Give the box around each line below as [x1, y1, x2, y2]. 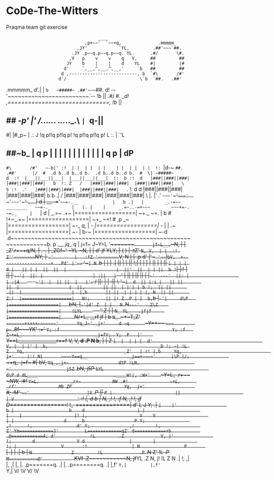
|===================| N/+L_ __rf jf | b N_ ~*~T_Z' [6, 313, 141, 320]
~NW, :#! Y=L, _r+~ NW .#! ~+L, [6, 377, 181, 384]
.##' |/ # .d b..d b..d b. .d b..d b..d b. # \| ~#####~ [6, 170, 174, 176]
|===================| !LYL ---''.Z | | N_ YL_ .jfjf [6, 307, 152, 314]
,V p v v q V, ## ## [68, 55, 184, 61]
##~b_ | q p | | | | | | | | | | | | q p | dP [6, 148, 134, 158]
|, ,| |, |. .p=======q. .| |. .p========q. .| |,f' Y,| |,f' [6, 461, 161, 468]
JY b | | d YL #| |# [66, 60, 184, 66]
